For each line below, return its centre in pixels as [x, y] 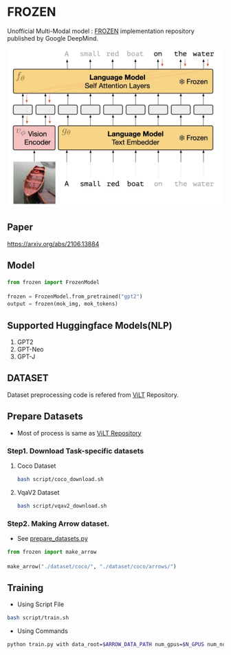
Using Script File [40, 604]
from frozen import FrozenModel [53, 282]
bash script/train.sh [38, 618]
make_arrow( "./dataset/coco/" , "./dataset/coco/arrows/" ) [92, 566]
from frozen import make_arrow [52, 552]
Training [25, 588]
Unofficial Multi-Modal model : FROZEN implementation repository [101, 31]
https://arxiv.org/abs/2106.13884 [53, 244]
